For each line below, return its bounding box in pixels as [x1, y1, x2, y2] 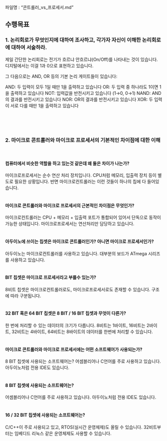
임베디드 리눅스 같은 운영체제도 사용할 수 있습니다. [14, 430, 112, 436]
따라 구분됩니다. [10, 293, 41, 299]
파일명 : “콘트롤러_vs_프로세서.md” [5, 4, 74, 10]
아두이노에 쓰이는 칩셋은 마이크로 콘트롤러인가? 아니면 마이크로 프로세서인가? [5, 238, 154, 244]
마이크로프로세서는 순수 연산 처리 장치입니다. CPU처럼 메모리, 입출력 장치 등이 [5, 172, 157, 178]
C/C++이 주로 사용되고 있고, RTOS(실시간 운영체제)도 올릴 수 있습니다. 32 [5, 424, 150, 430]
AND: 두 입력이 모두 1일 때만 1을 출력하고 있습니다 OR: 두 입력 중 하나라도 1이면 [5, 84, 159, 90]
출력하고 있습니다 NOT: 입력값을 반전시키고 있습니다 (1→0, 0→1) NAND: [10, 90, 151, 96]
